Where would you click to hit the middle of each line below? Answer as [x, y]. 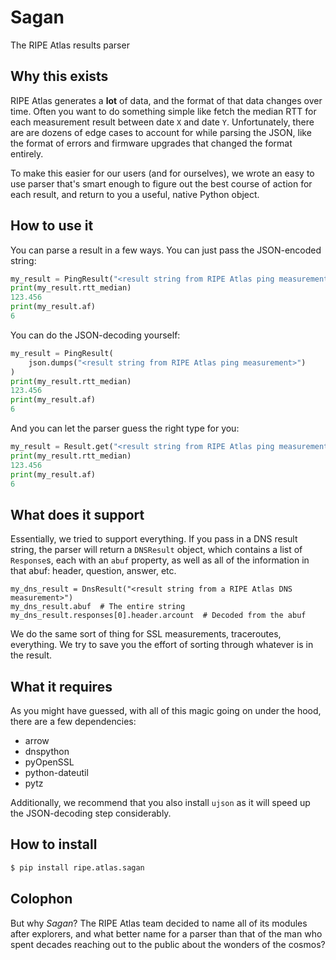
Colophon [41, 899]
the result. [31, 655]
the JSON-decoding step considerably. [91, 813]
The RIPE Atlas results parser [70, 45]
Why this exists [59, 76]
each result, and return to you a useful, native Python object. [135, 194]
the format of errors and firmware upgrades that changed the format [151, 143]
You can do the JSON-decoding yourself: [95, 335]
